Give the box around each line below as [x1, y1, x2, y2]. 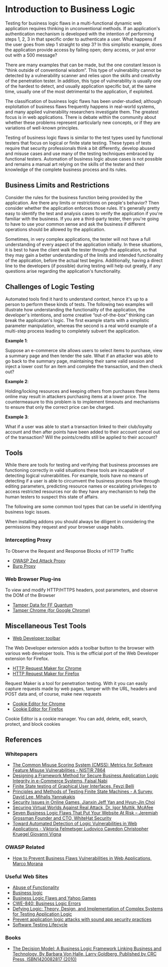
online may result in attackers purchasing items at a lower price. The [5, 393, 146, 399]
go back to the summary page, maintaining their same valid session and [5, 358, 154, 364]
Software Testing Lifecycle [12, 922, 68, 928]
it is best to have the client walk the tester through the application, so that [5, 247, 157, 253]
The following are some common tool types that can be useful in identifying [5, 504, 161, 510]
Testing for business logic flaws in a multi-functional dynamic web [5, 20, 142, 26]
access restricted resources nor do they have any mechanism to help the [5, 489, 156, 495]
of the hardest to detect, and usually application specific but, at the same [5, 83, 156, 89]
